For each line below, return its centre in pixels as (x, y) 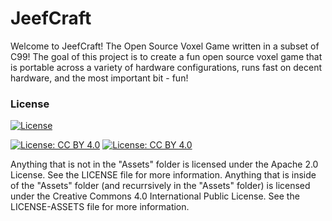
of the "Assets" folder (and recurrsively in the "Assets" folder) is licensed (160, 186)
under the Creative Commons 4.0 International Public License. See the (155, 196)
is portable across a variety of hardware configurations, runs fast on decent (166, 67)
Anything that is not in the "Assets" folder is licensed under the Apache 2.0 (164, 164)
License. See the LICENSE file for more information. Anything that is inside (163, 175)
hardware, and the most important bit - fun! (99, 78)
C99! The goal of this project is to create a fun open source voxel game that (166, 56)
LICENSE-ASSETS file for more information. (100, 207)
